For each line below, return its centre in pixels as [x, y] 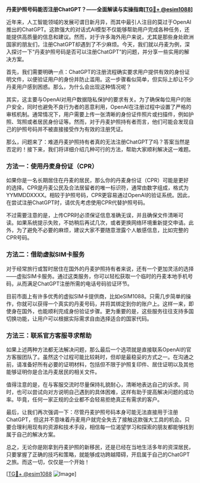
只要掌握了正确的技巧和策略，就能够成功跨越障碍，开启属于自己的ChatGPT [98, 454]
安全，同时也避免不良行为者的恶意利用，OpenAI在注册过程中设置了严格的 [101, 107]
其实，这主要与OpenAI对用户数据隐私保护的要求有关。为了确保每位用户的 [96, 99]
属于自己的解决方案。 [32, 434]
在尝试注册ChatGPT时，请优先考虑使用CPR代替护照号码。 [77, 202]
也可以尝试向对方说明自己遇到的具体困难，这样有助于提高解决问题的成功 [105, 392]
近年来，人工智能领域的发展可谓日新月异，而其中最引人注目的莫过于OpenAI [99, 22]
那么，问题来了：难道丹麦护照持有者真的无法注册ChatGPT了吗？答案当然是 [98, 142]
